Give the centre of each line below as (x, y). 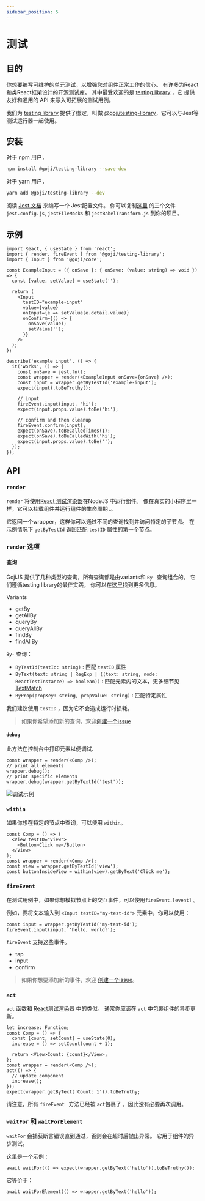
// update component (38, 1076)
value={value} (41, 308)
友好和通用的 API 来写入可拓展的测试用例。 (60, 100)
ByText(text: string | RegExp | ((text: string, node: (86, 674)
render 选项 (23, 546)
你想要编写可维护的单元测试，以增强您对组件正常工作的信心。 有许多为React (103, 84)
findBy (23, 634)
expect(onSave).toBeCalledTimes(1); (64, 431)
